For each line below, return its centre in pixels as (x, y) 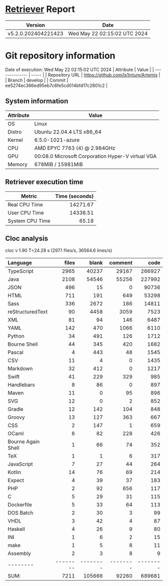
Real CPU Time (25, 204)
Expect (16, 481)
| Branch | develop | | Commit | (37, 80)
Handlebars (21, 385)
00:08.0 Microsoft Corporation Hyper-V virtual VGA (95, 156)
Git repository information (60, 56)
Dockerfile (20, 505)
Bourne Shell (23, 344)
